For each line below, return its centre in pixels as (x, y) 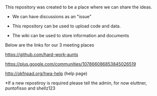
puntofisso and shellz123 (30, 88)
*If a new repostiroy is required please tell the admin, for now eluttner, (76, 83)
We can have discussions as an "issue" (52, 16)
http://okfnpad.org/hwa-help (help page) (46, 73)
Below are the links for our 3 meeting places (50, 45)
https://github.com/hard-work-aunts (42, 54)
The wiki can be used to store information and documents (70, 36)
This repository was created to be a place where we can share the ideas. (78, 7)
